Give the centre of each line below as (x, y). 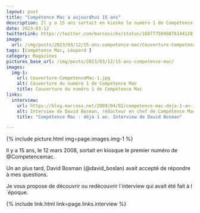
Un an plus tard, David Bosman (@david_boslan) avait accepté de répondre (98, 168)
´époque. (17, 192)
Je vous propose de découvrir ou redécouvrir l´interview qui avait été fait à (98, 186)
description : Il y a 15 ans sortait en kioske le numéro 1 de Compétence (100, 23)
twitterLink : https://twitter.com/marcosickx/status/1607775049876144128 (100, 34)
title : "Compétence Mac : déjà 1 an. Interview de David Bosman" (100, 117)
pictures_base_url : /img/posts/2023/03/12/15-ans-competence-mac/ (90, 61)
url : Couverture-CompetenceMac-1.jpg (64, 78)
